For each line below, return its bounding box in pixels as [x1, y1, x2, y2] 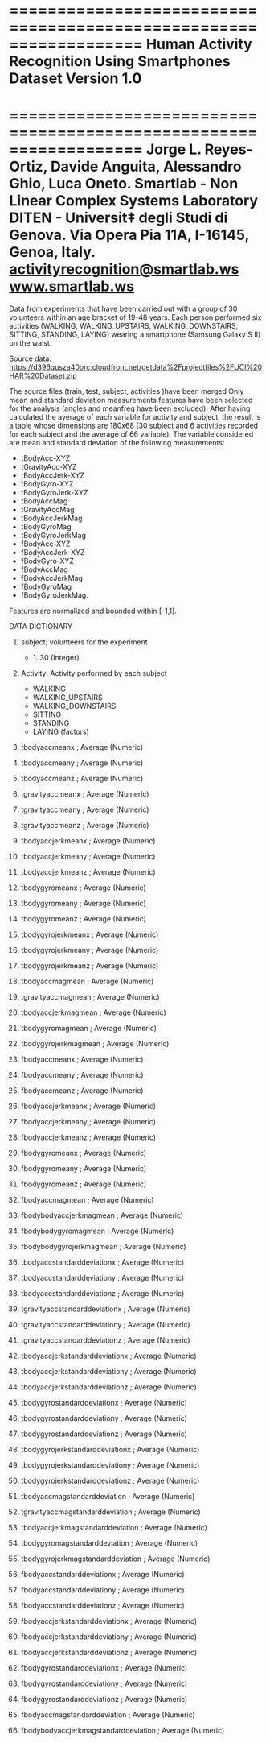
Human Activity [145, 35, 252, 53]
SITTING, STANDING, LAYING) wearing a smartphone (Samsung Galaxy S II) [9, 329, 261, 339]
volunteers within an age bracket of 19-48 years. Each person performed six [9, 313, 262, 322]
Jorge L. [145, 140, 202, 159]
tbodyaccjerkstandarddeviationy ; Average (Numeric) [20, 1367, 197, 1377]
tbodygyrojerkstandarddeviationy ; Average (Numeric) [20, 1460, 200, 1470]
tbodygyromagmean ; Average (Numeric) [20, 1024, 157, 1033]
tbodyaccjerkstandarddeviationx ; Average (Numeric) [20, 1351, 197, 1361]
